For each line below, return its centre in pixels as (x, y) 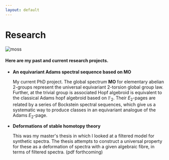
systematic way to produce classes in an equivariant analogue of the (84, 110)
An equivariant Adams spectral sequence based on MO (72, 72)
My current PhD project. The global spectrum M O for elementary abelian (88, 82)
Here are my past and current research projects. (57, 61)
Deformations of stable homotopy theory (56, 126)
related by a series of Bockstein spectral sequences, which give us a (84, 104)
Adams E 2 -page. (30, 116)
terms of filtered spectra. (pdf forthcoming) (58, 152)
